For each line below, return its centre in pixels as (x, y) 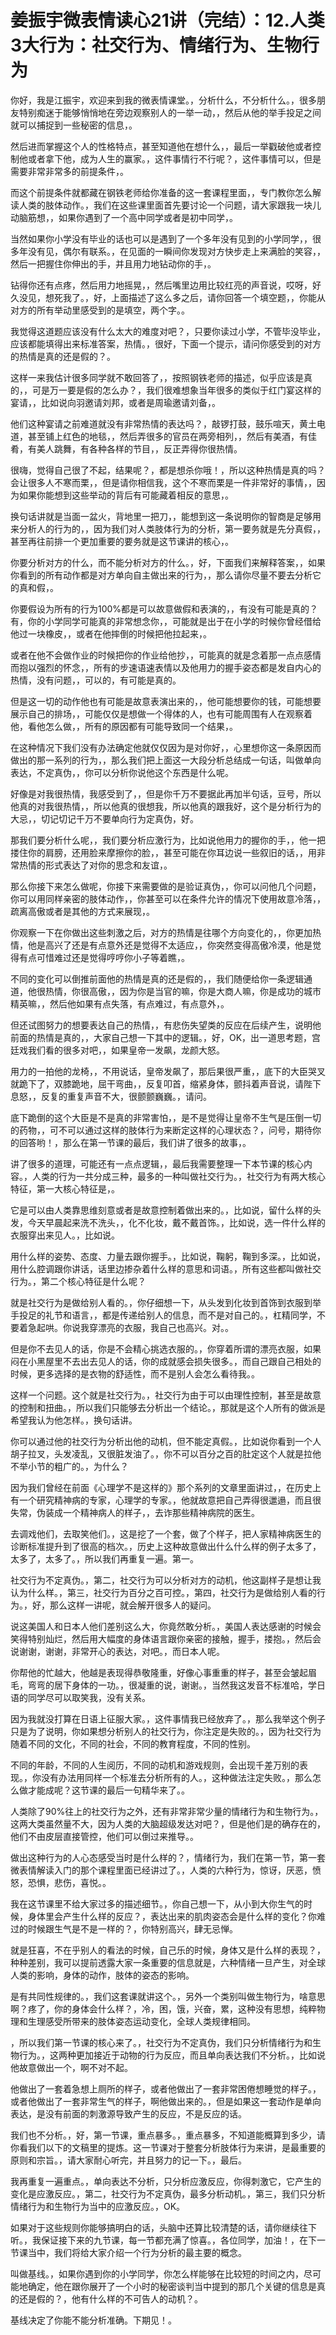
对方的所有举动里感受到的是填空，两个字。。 (100, 310)
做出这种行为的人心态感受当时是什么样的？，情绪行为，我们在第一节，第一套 (168, 1857)
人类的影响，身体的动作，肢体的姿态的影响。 (102, 1975)
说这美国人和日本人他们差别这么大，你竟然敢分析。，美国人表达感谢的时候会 (166, 1626)
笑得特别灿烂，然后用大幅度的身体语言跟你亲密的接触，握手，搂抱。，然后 (161, 1638)
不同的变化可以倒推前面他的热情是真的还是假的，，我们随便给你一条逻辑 (157, 978)
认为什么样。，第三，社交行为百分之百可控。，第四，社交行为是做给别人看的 (163, 1592)
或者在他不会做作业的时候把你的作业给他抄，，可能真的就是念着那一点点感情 (166, 655)
